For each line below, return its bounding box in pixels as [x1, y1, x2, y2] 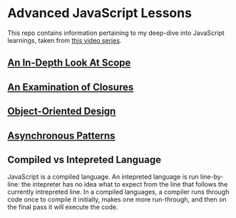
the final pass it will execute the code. [7, 203, 119, 212]
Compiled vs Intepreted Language [7, 153, 162, 165]
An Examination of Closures [7, 81, 134, 93]
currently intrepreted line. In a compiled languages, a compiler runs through [7, 187, 230, 197]
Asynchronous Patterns [7, 130, 116, 142]
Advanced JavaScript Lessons [7, 5, 193, 21]
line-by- [200, 172, 224, 181]
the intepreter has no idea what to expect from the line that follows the [21, 180, 228, 189]
